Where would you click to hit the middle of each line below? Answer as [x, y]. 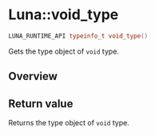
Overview [33, 76]
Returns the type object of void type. [69, 123]
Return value [41, 103]
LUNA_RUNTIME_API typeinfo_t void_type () [78, 36]
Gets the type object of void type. [64, 51]
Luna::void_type [64, 15]
